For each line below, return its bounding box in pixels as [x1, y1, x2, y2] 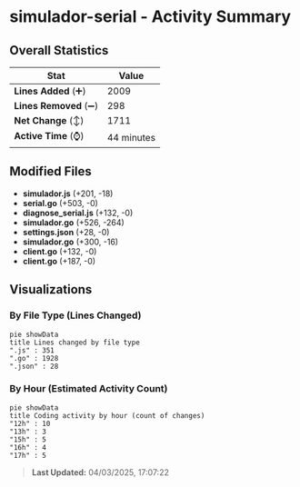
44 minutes [106, 131, 156, 144]
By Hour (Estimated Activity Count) [9, 383, 168, 395]
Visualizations [9, 282, 93, 297]
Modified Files [9, 164, 93, 179]
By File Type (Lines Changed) [9, 309, 142, 322]
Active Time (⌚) [14, 130, 85, 142]
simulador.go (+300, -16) [22, 236, 119, 247]
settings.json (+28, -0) [22, 226, 110, 237]
